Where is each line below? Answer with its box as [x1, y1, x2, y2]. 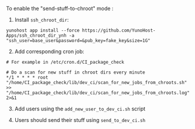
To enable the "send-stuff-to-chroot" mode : [6, 5, 114, 12]
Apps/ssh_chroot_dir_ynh [6, 33, 67, 39]
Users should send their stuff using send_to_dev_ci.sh [14, 117, 146, 123]
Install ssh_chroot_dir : [14, 16, 69, 23]
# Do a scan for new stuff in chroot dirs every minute [6, 69, 145, 75]
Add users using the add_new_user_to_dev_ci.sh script [14, 105, 146, 112]
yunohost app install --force [6, 27, 80, 33]
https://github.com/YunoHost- [81, 27, 156, 33]
